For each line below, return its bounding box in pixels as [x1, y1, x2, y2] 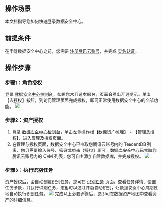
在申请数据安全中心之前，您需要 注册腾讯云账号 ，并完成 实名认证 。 [5, 48, 139, 54]
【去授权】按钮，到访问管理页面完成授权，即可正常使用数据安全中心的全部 [5, 97, 154, 103]
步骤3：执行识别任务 [5, 167, 53, 173]
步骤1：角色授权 [5, 79, 42, 86]
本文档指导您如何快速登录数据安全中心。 [5, 19, 86, 24]
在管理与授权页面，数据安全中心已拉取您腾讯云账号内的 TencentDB [12, 141, 147, 147]
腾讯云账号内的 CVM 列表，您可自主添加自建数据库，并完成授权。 [12, 153, 144, 159]
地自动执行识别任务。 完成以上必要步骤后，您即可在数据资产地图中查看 [5, 190, 153, 196]
